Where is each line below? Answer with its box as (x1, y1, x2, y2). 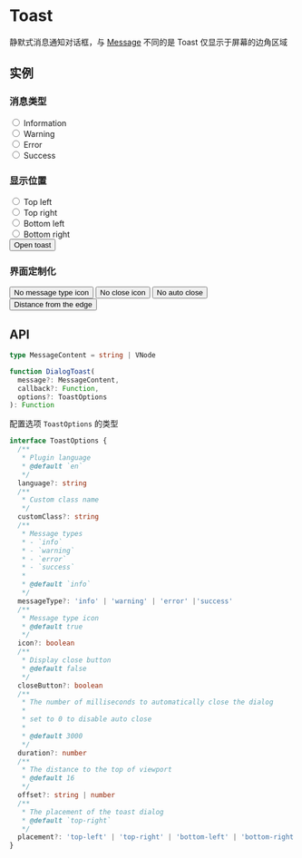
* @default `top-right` (21, 815, 112, 825)
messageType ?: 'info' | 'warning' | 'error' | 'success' (17, 596, 233, 606)
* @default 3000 (21, 731, 83, 740)
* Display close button (21, 656, 112, 665)
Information (23, 117, 67, 128)
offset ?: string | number (17, 791, 116, 800)
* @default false (21, 664, 88, 673)
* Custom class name (21, 495, 100, 504)
